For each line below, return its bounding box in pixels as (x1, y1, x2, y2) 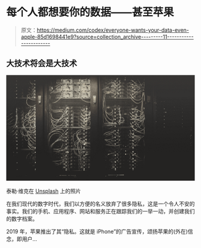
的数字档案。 (6, 215, 38, 222)
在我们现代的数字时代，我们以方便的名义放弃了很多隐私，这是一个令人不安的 (6, 200, 195, 207)
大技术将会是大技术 (6, 58, 77, 69)
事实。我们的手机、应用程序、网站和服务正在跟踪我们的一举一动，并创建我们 (6, 208, 195, 215)
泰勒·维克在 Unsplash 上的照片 (6, 187, 81, 195)
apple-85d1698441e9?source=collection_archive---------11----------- (20, 33, 194, 40)
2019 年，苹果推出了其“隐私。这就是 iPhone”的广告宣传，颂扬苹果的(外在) (6, 228, 188, 235)
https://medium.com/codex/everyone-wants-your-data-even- (36, 26, 190, 34)
